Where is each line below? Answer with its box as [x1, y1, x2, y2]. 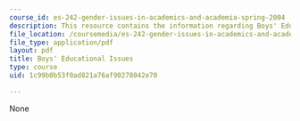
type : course [9, 63, 58, 72]
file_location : [9, 29, 66, 38]
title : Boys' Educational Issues [9, 54, 134, 63]
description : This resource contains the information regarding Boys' [9, 21, 278, 30]
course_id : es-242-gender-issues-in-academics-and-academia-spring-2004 [9, 12, 286, 22]
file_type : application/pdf [9, 37, 114, 47]
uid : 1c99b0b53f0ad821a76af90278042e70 [9, 71, 158, 80]
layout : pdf [9, 46, 54, 55]
